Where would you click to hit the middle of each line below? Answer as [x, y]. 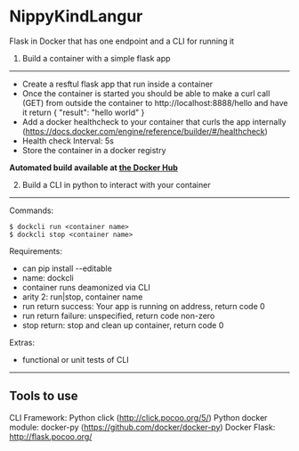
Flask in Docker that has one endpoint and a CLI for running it [121, 41]
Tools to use [44, 396]
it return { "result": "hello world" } [83, 112]
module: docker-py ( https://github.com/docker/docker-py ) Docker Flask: [142, 427]
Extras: [22, 342]
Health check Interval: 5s [68, 141]
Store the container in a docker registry [94, 150]
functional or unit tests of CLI [75, 359]
